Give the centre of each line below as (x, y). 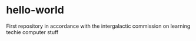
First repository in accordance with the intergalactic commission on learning (98, 26)
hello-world (35, 10)
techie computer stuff (32, 32)
